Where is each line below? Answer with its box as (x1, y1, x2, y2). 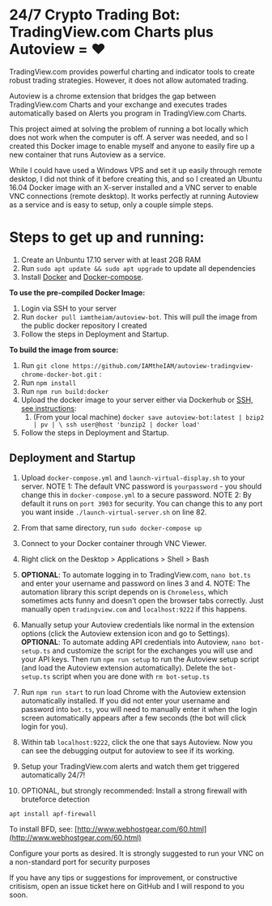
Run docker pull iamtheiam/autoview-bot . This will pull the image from (20, 311, 257, 321)
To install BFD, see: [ (9, 823, 78, 834)
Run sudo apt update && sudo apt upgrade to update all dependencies (20, 263, 256, 273)
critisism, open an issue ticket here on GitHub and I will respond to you (9, 881, 245, 891)
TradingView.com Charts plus (9, 23, 214, 41)
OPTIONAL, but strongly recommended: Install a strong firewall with (20, 785, 248, 795)
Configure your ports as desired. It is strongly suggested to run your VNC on (9, 848, 264, 858)
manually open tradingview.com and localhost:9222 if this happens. (20, 604, 248, 614)
